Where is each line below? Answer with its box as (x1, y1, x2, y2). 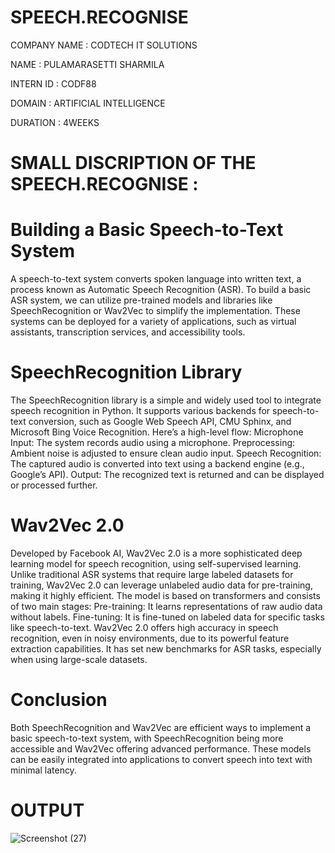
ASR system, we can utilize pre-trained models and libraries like (10, 294, 273, 306)
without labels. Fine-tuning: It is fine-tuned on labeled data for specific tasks (10, 611, 325, 623)
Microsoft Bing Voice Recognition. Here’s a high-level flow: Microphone (10, 426, 304, 438)
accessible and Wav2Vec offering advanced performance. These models (10, 742, 312, 755)
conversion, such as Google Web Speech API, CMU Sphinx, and (28, 416, 292, 427)
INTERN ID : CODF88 (10, 77, 97, 90)
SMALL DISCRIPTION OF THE (10, 152, 257, 175)
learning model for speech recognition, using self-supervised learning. (10, 557, 302, 570)
